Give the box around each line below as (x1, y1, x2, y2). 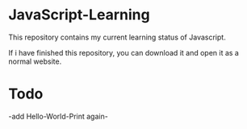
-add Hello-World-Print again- (8, 111, 109, 121)
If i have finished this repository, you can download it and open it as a (8, 48, 240, 57)
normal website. (8, 56, 62, 66)
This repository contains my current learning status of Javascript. (8, 32, 226, 42)
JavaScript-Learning (8, 6, 151, 24)
